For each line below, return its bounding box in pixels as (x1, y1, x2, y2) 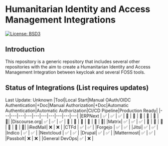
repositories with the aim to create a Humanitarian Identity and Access (5, 63, 150, 69)
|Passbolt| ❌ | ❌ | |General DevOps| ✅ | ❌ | (5, 135, 94, 141)
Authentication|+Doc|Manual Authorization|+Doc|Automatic (5, 102, 129, 108)
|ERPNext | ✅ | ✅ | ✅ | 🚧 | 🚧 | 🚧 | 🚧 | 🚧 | (79, 112, 159, 118)
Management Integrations (5, 14, 116, 25)
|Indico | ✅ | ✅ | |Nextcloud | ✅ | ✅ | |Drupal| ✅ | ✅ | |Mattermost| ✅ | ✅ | (5, 129, 156, 135)
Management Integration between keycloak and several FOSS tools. (5, 69, 145, 75)
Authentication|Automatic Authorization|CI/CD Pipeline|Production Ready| (5, 107, 158, 113)
